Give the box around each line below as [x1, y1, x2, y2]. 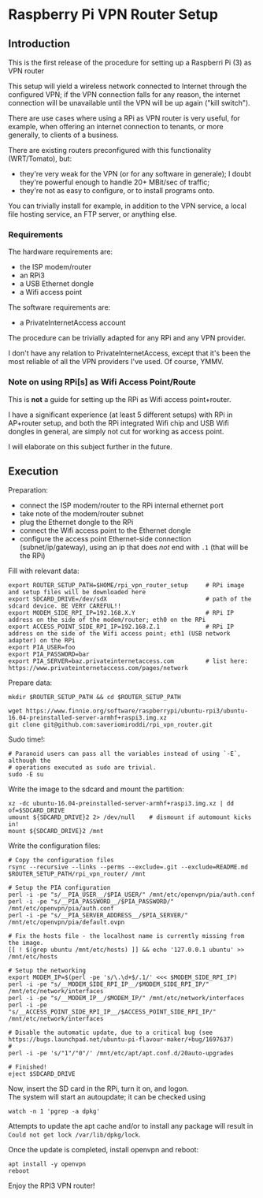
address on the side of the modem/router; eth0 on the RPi [8, 616, 206, 624]
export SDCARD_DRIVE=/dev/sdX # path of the [8, 595, 252, 604]
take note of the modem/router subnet [19, 509, 144, 519]
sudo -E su [8, 771, 44, 779]
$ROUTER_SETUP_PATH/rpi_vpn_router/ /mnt [8, 870, 146, 878]
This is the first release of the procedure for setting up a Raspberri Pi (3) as [8, 58, 252, 67]
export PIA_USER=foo [8, 644, 76, 652]
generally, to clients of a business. [8, 130, 120, 140]
